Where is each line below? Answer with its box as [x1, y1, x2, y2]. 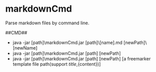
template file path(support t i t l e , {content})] [12, 61, 101, 67]
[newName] [12, 45, 38, 51]
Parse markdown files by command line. [5, 20, 90, 26]
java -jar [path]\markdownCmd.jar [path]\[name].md [12, 39, 123, 46]
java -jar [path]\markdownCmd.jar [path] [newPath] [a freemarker [12, 55, 151, 61]
